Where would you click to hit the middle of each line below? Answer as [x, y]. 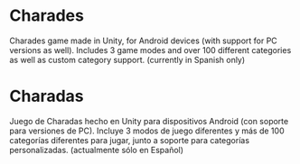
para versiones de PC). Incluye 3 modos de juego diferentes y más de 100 [147, 131]
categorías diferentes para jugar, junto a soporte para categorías [130, 140]
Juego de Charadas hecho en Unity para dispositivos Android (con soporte [149, 121]
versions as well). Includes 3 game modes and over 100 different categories [150, 50]
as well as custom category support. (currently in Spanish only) [127, 59]
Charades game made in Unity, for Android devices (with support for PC [143, 41]
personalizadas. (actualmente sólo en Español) [96, 150]
